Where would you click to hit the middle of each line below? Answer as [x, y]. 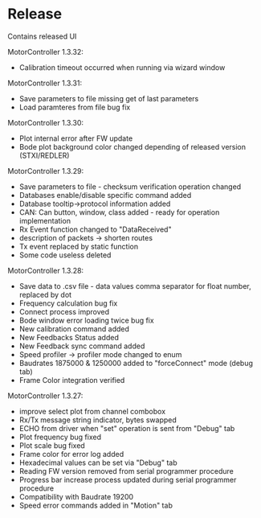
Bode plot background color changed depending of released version [133, 146]
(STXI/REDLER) [44, 155]
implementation [45, 220]
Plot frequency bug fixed [60, 437]
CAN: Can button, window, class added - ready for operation [119, 212]
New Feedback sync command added [82, 346]
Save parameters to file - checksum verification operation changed [130, 187]
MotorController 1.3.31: [45, 83]
